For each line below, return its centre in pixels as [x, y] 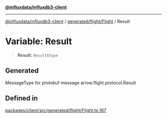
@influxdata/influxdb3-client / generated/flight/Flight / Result [68, 21]
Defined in [22, 98]
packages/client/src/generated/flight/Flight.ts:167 [56, 110]
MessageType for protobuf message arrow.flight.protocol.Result [71, 83]
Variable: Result [39, 41]
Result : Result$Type [38, 55]
